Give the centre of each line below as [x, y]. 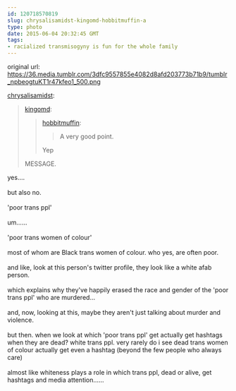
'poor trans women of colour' [50, 237]
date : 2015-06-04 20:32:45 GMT [53, 34]
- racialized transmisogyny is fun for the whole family [93, 47]
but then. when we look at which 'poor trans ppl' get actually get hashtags [115, 335]
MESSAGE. [40, 164]
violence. [20, 320]
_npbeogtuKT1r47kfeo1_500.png [54, 82]
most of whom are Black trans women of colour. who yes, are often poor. [113, 252]
